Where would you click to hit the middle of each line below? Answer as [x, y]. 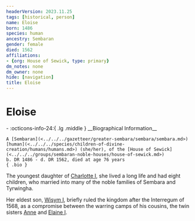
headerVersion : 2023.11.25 [39, 11]
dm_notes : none [25, 66]
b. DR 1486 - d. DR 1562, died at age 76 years [66, 160]
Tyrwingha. [20, 188]
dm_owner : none [25, 72]
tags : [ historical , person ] [41, 17]
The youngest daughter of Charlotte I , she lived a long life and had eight [93, 176]
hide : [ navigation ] [30, 77]
